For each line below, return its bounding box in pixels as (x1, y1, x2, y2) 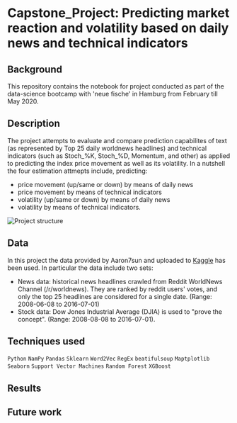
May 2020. (7, 97, 39, 106)
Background (7, 63, 62, 75)
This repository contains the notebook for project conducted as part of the (7, 82, 224, 90)
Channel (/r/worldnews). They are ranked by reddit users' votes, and (17, 285, 218, 293)
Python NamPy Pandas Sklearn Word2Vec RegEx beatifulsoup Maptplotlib (7, 356, 210, 363)
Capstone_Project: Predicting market (7, 5, 230, 21)
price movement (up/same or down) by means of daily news (17, 180, 194, 188)
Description (7, 118, 60, 130)
